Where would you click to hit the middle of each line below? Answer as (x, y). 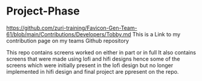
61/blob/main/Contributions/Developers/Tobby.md (69, 34)
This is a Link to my (156, 34)
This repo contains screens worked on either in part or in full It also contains (101, 52)
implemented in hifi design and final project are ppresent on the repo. (93, 71)
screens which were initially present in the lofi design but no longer (90, 65)
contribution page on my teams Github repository (68, 40)
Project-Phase (43, 11)
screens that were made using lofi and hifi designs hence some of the (93, 59)
